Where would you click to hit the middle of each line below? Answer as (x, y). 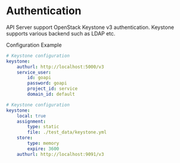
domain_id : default (51, 94)
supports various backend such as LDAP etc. (61, 33)
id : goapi (39, 78)
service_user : (34, 72)
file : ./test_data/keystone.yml (67, 132)
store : (25, 138)
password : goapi (47, 83)
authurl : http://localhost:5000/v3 (60, 67)
